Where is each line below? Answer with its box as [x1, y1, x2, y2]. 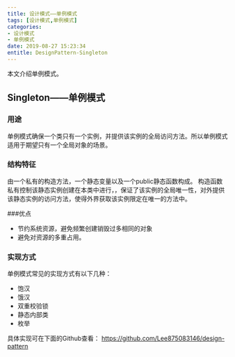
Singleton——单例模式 [7, 92, 106, 104]
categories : [7, 23, 42, 30]
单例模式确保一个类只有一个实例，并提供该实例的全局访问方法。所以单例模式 [7, 132, 228, 140]
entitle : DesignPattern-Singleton [7, 50, 108, 57]
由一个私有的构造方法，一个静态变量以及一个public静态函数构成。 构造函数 [7, 176, 223, 185]
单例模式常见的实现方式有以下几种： [7, 269, 112, 278]
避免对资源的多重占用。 [17, 232, 85, 241]
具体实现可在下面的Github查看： [7, 334, 100, 343]
